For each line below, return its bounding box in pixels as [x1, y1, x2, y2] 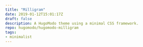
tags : [5, 30, 16, 35]
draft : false [5, 16, 32, 21]
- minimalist [5, 35, 32, 40]
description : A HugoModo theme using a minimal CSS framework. [5, 21, 139, 26]
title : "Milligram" [5, 7, 46, 12]
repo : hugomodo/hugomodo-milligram [5, 25, 79, 30]
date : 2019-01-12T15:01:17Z [5, 12, 64, 17]
